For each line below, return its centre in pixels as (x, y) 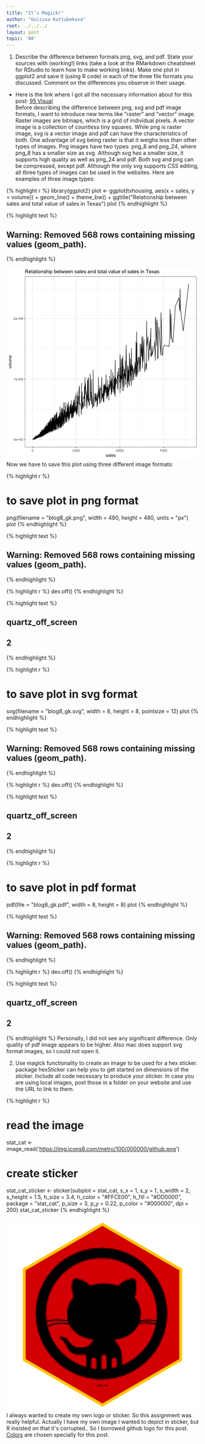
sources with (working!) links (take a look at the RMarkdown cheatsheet (105, 63)
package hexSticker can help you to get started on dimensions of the (102, 1069)
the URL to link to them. (45, 1089)
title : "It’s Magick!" (35, 13)
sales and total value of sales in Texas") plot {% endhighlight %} (87, 204)
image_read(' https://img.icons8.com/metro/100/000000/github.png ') (93, 1148)
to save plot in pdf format (71, 888)
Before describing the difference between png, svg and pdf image (98, 107)
